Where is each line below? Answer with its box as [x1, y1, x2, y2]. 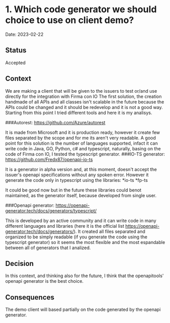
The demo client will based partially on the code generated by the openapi [5, 307, 161, 313]
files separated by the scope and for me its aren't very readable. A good [5, 134, 156, 141]
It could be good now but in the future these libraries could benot [5, 187, 142, 193]
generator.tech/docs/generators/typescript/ [5, 207, 97, 213]
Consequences [5, 293, 55, 302]
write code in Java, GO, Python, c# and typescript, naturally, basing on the [5, 145, 161, 151]
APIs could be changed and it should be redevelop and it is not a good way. [5, 104, 163, 110]
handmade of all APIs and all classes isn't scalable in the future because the [5, 98, 164, 105]
